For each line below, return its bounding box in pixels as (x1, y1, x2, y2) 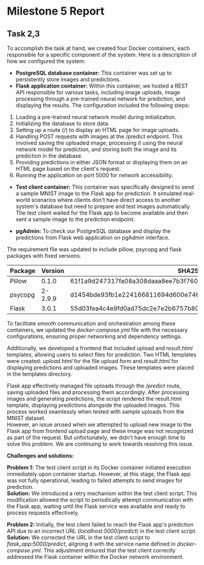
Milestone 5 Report (7, 4, 105, 18)
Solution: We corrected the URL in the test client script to (7, 534, 150, 541)
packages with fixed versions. (7, 252, 82, 259)
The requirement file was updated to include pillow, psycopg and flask (7, 246, 182, 253)
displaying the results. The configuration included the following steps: (15, 102, 190, 109)
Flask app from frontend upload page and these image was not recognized (7, 428, 194, 434)
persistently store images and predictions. (15, 76, 121, 83)
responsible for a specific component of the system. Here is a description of (7, 51, 197, 58)
